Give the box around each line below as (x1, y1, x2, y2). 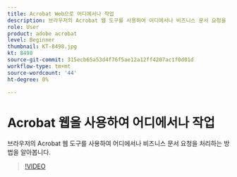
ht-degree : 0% (7, 75, 49, 83)
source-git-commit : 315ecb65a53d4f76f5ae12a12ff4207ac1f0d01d (7, 56, 194, 63)
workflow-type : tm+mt (7, 63, 71, 70)
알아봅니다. (20, 148, 51, 157)
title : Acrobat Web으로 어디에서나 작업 (7, 10, 114, 18)
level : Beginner (7, 37, 55, 44)
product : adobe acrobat (7, 30, 78, 37)
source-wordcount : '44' (7, 69, 78, 76)
